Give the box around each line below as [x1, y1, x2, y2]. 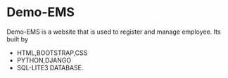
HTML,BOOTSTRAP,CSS [16, 48, 88, 57]
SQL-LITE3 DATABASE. [16, 63, 84, 72]
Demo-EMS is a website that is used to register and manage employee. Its [6, 27, 221, 36]
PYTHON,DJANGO [16, 56, 72, 64]
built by [6, 34, 29, 43]
